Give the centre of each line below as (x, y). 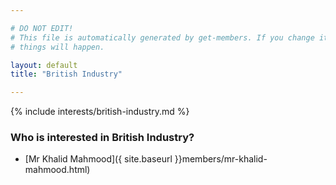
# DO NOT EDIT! (42, 28)
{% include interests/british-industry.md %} (100, 112)
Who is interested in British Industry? (102, 138)
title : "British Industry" (66, 74)
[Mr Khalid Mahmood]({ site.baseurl (98, 159)
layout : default (44, 65)
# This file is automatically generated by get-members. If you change (162, 37)
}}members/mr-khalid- (221, 159)
